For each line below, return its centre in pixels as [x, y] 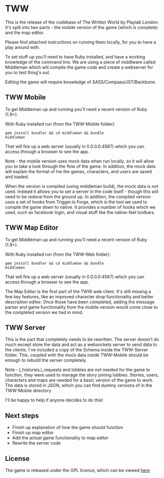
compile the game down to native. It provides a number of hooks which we [80, 207]
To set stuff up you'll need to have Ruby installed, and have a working [75, 56]
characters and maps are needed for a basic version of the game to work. [79, 380]
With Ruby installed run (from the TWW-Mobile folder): [60, 124]
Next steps [22, 415]
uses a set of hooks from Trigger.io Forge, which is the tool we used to [76, 202]
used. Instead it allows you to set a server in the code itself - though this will [82, 191]
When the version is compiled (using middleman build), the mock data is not [82, 186]
